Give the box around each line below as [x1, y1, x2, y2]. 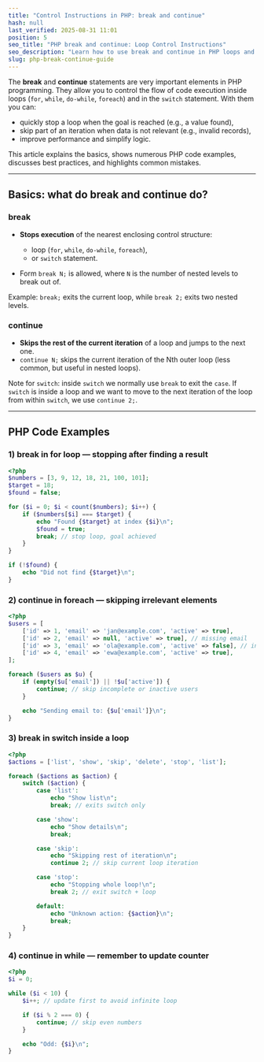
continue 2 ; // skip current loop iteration [49, 860, 199, 867]
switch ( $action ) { [22, 779, 86, 788]
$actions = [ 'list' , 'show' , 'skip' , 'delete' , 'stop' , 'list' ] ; [8, 758, 227, 766]
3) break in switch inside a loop [8, 733, 130, 744]
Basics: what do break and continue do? [8, 188, 208, 202]
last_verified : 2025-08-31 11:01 [8, 26, 118, 34]
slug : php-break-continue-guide [8, 56, 114, 64]
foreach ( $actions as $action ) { [8, 772, 118, 780]
